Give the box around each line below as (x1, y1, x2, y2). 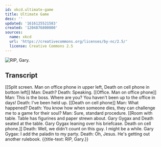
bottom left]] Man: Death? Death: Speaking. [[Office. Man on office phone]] (5, 89, 157, 96)
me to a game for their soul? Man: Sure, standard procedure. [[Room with (5, 110, 153, 116)
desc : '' (5, 16, 23, 21)
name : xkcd (9, 35, 32, 40)
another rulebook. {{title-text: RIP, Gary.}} (5, 136, 89, 142)
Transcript (5, 72, 38, 80)
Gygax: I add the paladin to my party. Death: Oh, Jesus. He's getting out (5, 131, 150, 137)
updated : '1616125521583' (5, 21, 58, 26)
